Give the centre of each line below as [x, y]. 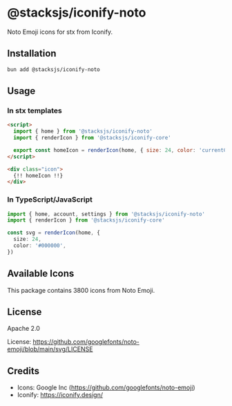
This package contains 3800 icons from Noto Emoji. [81, 290]
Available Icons [41, 274]
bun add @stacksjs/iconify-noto [54, 69]
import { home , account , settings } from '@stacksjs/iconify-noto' [106, 214]
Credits [23, 371]
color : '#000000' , [40, 246]
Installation [32, 54]
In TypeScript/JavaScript [50, 200]
